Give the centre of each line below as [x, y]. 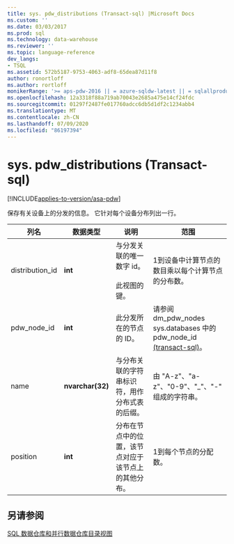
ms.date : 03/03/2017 [37, 26]
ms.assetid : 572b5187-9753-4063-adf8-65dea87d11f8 [82, 72]
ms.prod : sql [26, 33]
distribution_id [34, 270]
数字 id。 [130, 267]
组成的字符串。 [177, 397]
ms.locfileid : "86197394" [45, 130]
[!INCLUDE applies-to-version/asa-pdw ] [64, 199]
